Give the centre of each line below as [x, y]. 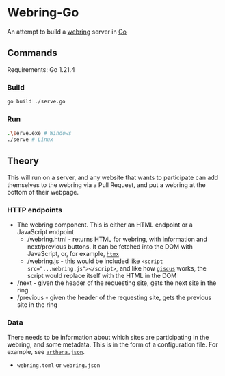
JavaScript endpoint [45, 232]
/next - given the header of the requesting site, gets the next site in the [117, 283]
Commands [32, 53]
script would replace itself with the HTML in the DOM [102, 276]
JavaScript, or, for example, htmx [73, 254]
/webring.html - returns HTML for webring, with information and [117, 239]
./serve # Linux [30, 140]
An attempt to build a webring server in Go [67, 32]
